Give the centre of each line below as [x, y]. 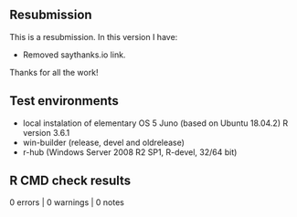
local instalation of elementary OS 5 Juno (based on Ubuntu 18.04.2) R [155, 123]
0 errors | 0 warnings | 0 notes [67, 202]
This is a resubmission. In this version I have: [94, 36]
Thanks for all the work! [54, 72]
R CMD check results [70, 181]
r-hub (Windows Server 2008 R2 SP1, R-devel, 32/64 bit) [130, 152]
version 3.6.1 [46, 132]
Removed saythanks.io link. [74, 55]
